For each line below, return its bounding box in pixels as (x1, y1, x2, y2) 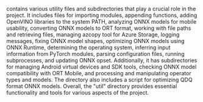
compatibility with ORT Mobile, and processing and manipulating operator (6, 70, 191, 76)
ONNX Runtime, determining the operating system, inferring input (6, 44, 171, 51)
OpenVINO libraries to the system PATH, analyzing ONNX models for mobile (6, 18, 197, 25)
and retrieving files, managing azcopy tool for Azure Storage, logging (6, 31, 180, 38)
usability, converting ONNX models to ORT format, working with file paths (6, 24, 191, 32)
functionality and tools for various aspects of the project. (6, 89, 149, 96)
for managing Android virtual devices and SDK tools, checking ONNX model (6, 63, 197, 70)
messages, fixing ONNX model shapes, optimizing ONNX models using (6, 38, 185, 44)
